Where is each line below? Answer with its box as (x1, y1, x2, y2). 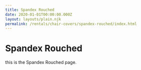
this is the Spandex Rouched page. (5, 59, 77, 65)
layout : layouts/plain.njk (5, 16, 61, 21)
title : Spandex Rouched (5, 7, 55, 12)
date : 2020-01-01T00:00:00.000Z (5, 12, 72, 17)
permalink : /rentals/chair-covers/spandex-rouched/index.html (5, 21, 137, 26)
